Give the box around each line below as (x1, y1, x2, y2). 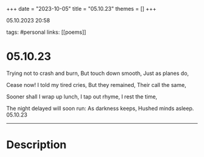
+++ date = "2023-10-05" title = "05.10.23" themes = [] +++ (6, 5, 157, 12)
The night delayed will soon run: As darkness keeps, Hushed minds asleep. (6, 104, 194, 112)
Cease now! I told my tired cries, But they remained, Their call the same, (6, 81, 186, 88)
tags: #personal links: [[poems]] (6, 28, 86, 36)
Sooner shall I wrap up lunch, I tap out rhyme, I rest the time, (6, 93, 158, 100)
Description (6, 138, 67, 152)
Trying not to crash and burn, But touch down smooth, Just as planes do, (6, 69, 189, 77)
